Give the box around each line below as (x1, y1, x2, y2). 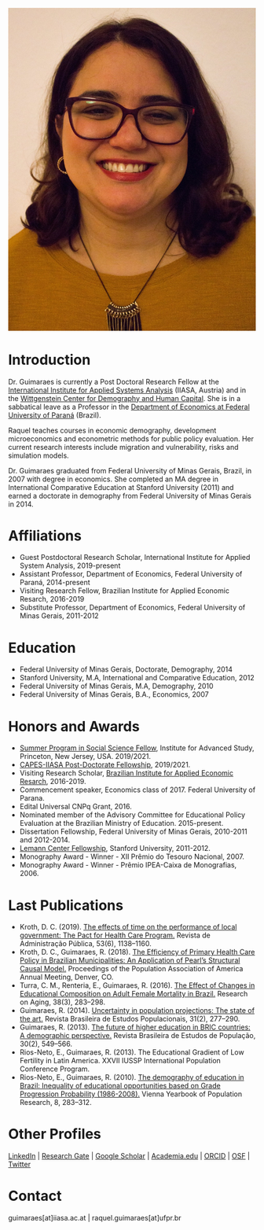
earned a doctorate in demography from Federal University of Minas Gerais (8, 491, 251, 500)
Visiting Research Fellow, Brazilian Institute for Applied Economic (19, 586, 230, 595)
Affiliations (8, 527, 82, 544)
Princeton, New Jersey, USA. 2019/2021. (19, 752, 152, 761)
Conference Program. (19, 1064, 90, 1073)
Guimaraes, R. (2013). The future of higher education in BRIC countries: (19, 1022, 251, 1032)
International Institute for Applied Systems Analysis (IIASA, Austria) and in (8, 385, 246, 395)
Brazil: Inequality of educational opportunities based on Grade (19, 1081, 222, 1091)
